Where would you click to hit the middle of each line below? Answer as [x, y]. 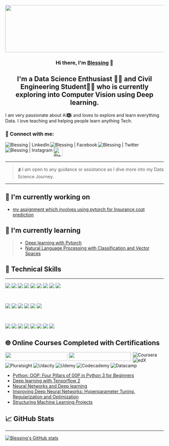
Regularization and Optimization [46, 397]
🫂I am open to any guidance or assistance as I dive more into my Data [91, 169]
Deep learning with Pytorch [53, 242]
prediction [23, 215]
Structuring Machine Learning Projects [53, 402]
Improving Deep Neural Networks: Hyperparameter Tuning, [74, 392]
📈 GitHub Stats [30, 419]
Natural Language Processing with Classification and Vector [87, 248]
